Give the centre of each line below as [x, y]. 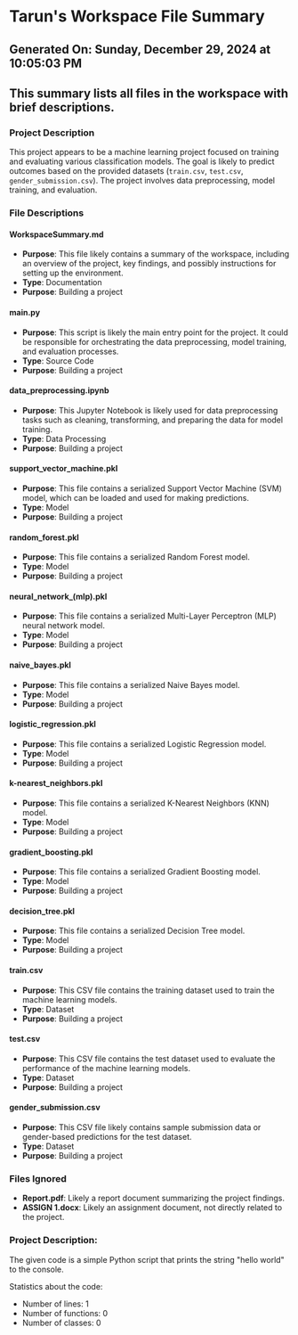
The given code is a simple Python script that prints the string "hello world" [147, 1259]
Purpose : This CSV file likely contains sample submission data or [141, 1127]
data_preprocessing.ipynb [59, 390]
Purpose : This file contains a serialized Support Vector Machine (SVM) [152, 488]
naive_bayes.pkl [40, 665]
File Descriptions [47, 213]
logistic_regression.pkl [52, 725]
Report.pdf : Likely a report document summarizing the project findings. [153, 1198]
